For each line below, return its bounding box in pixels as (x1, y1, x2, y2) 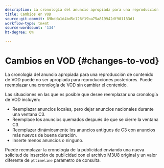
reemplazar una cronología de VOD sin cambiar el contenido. (5, 82, 128, 88)
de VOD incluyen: (5, 96, 40, 102)
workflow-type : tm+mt (5, 21, 49, 26)
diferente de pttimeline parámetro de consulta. (5, 157, 101, 163)
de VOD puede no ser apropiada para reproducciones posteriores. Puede (5, 76, 153, 82)
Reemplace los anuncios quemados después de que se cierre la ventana (12, 116, 159, 122)
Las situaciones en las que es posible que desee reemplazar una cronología (5, 91, 158, 97)
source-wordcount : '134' (5, 25, 56, 30)
